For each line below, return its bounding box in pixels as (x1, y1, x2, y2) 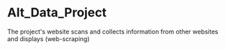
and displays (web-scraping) (7, 34, 90, 42)
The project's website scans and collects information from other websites (7, 27, 219, 36)
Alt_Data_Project (7, 5, 107, 21)
